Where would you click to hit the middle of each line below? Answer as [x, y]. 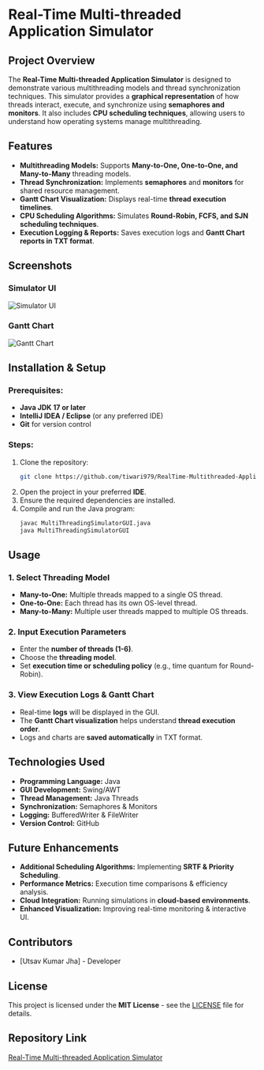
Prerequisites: [36, 390]
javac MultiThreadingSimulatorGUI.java [85, 523]
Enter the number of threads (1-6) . [76, 649]
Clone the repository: [54, 462]
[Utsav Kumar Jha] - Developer [70, 961]
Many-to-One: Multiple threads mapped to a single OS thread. [121, 595]
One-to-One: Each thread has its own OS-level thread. [108, 603]
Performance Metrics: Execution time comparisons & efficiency [124, 884]
